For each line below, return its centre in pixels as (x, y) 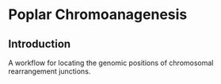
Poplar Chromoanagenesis (98, 15)
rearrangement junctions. (50, 71)
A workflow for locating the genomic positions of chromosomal (111, 63)
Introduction (40, 44)
